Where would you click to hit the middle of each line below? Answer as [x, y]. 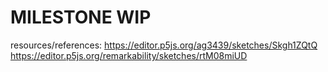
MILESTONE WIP [81, 17]
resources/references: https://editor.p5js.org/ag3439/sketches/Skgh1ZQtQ [164, 45]
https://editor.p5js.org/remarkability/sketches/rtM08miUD [129, 55]
